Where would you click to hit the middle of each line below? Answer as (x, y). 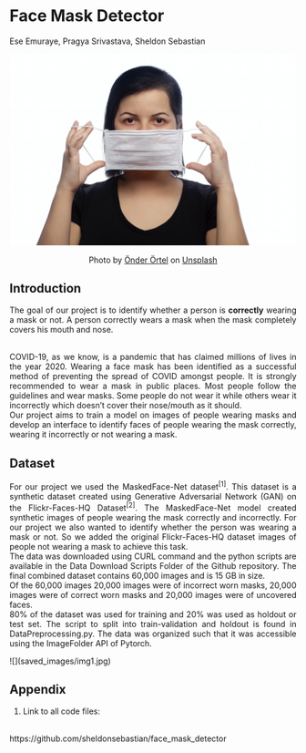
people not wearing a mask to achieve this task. (99, 546)
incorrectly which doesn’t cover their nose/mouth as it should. (126, 406)
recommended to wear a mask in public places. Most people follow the (153, 386)
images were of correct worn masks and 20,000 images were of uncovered (153, 594)
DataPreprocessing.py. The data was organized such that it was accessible (153, 634)
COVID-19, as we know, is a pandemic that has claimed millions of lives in (153, 357)
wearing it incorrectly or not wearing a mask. (93, 435)
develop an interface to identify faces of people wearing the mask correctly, (153, 425)
